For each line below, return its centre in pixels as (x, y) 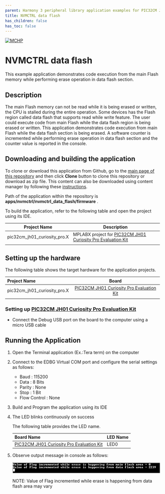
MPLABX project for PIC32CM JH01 (110, 234)
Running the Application (43, 340)
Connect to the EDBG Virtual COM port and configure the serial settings (85, 362)
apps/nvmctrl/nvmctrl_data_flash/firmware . (52, 201)
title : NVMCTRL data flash (33, 16)
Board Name (27, 437)
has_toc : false (21, 26)
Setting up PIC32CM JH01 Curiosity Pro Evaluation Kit (71, 309)
